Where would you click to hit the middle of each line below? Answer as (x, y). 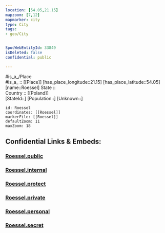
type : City (17, 24)
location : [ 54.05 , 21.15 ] (32, 10)
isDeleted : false (24, 52)
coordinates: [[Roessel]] (33, 112)
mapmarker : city (23, 20)
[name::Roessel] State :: (30, 87)
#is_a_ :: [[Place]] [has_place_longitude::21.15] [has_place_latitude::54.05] (83, 82)
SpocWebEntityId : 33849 (31, 48)
